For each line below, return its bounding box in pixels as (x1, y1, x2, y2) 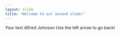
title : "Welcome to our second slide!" (5, 12, 86, 16)
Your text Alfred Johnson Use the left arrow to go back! (5, 24, 115, 30)
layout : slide (5, 7, 34, 12)
